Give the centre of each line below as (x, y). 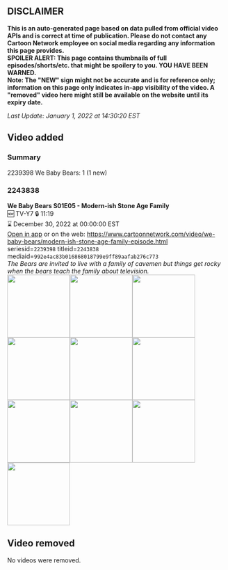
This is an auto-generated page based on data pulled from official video (113, 28)
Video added (35, 137)
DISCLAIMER (35, 11)
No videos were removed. (44, 560)
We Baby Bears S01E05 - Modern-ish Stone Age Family (88, 205)
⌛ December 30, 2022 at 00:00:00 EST (63, 224)
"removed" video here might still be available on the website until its (108, 95)
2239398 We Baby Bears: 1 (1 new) (57, 173)
